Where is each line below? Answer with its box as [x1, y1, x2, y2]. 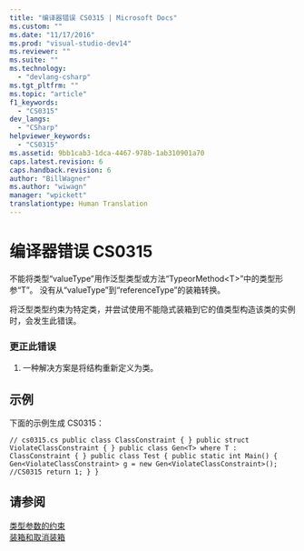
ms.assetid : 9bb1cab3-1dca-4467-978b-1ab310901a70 [9, 148, 205, 157]
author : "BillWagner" [9, 174, 92, 183]
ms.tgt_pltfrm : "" [9, 81, 79, 90]
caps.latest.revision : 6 [9, 156, 103, 166]
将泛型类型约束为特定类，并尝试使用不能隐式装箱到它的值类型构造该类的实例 [9, 304, 296, 315]
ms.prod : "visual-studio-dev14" [9, 38, 132, 48]
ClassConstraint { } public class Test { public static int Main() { [9, 451, 279, 460]
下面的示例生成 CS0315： [9, 417, 104, 428]
